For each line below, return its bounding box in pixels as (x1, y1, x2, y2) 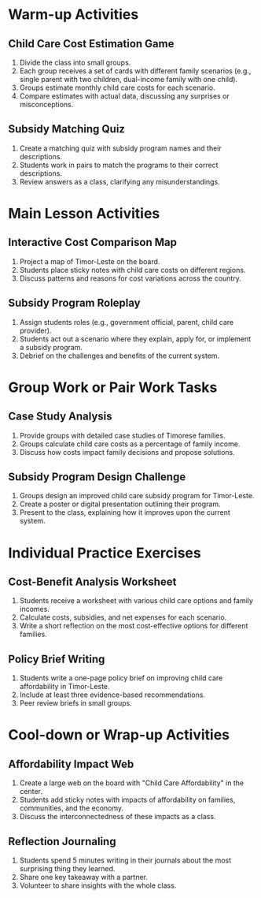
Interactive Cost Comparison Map (8, 236, 177, 249)
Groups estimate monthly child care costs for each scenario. (19, 83, 216, 92)
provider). (19, 326, 52, 335)
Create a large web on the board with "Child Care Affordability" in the (19, 778, 244, 788)
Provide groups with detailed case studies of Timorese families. (19, 430, 226, 440)
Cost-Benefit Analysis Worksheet (8, 576, 177, 589)
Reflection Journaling (8, 834, 116, 848)
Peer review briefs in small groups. (19, 699, 132, 708)
